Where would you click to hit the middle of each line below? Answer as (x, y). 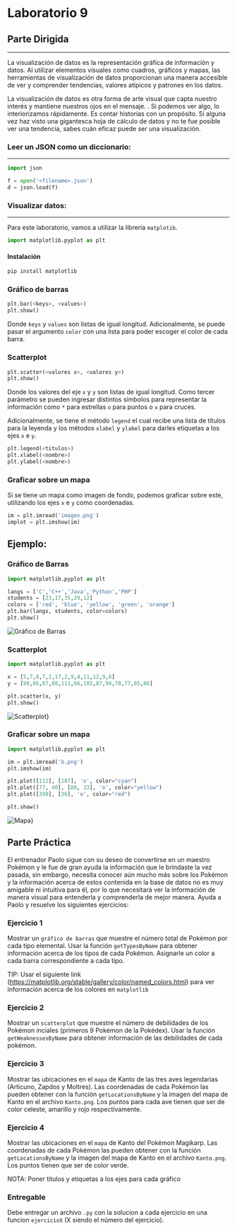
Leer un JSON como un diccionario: (69, 147)
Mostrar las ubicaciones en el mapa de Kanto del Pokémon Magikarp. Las (113, 1142)
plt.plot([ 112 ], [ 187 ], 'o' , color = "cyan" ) (72, 781)
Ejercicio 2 (26, 1008)
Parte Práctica (39, 843)
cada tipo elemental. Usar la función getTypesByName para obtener (102, 946)
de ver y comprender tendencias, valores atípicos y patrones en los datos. (115, 85)
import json (25, 168)
